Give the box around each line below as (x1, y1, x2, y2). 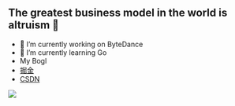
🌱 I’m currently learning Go (19, 47, 107, 57)
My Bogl (19, 56, 47, 65)
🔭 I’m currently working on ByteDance (19, 39, 144, 49)
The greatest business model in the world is (8, 6, 228, 20)
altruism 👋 (8, 19, 59, 32)
